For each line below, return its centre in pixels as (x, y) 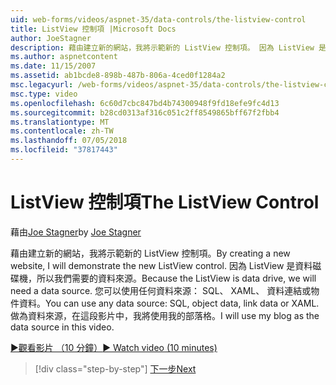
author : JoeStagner (51, 38)
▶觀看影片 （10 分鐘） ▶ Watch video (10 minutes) (114, 347)
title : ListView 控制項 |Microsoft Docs (93, 29)
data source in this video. (62, 327)
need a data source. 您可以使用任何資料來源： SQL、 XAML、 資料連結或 (161, 290)
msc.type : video (44, 94)
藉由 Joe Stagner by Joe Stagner (76, 232)
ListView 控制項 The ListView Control (165, 202)
